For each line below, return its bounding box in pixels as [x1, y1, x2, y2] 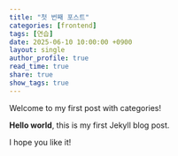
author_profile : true [9, 54, 89, 63]
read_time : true [9, 63, 69, 71]
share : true [9, 71, 53, 79]
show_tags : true [9, 78, 69, 87]
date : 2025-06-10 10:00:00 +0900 [9, 37, 133, 47]
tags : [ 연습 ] [9, 29, 54, 38]
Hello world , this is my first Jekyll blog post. [9, 120, 170, 130]
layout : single [9, 46, 66, 55]
